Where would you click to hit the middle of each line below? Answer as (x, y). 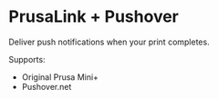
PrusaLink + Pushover (93, 17)
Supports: (27, 59)
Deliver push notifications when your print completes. (109, 42)
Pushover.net (47, 86)
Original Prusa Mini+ (60, 77)
